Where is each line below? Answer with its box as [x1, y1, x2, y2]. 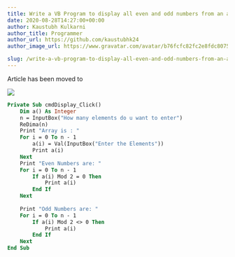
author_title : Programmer [7, 29, 83, 37]
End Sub [7, 244, 30, 252]
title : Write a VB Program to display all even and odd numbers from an [7, 10, 224, 18]
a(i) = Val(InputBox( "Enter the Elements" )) [32, 141, 164, 148]
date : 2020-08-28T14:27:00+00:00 [7, 17, 105, 24]
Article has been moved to [7, 74, 83, 83]
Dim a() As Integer [20, 108, 77, 115]
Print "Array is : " [20, 127, 80, 134]
